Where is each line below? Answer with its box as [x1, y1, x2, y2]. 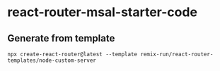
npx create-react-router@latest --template [7, 51, 138, 58]
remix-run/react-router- [140, 51, 214, 58]
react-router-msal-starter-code [7, 4, 198, 20]
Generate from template [7, 32, 115, 44]
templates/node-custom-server [7, 57, 97, 64]
